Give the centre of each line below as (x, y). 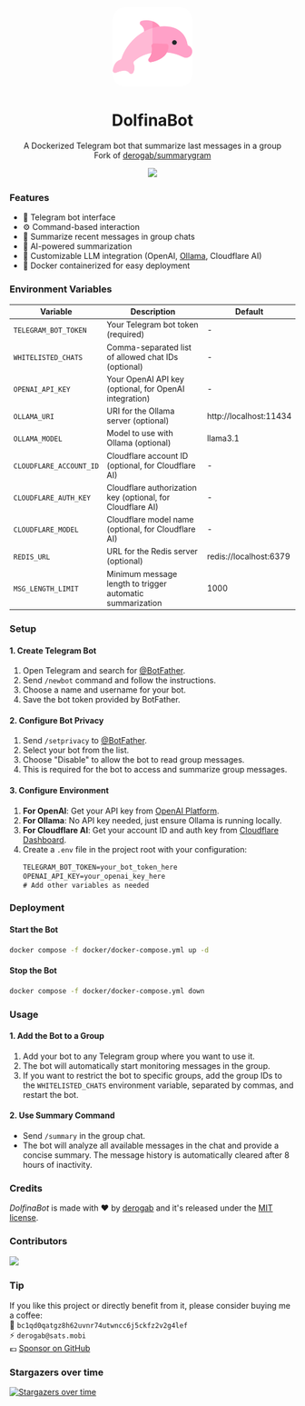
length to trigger (137, 583)
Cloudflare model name (150, 520)
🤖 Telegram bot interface (69, 217)
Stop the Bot (33, 971)
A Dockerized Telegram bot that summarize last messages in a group (152, 145)
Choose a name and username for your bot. (104, 690)
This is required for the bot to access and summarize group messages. (155, 770)
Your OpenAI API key (145, 379)
